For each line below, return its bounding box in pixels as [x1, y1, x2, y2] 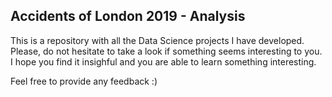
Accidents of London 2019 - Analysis [10, 8, 246, 25]
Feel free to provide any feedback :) [10, 75, 158, 87]
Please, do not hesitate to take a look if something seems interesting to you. [10, 45, 323, 57]
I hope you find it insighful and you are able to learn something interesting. [10, 55, 317, 68]
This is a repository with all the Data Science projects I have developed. [10, 34, 305, 46]
